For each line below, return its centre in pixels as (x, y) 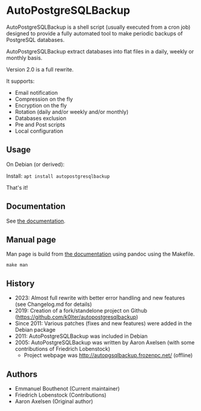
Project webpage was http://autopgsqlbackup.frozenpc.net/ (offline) (108, 355)
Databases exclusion (41, 118)
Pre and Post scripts (40, 124)
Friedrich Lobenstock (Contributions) (61, 395)
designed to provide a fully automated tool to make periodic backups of (94, 33)
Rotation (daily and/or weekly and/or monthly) (72, 112)
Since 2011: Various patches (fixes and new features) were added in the (103, 323)
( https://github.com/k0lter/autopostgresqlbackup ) (76, 317)
